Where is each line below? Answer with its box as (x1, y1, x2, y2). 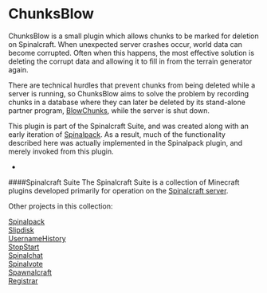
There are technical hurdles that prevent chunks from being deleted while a (8, 80, 256, 90)
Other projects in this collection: (8, 201, 113, 211)
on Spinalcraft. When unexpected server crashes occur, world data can (8, 39, 243, 49)
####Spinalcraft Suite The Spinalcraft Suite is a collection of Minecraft (8, 177, 240, 187)
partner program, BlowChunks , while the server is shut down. (8, 105, 210, 115)
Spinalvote (8, 259, 44, 268)
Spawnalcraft (8, 268, 52, 277)
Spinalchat (8, 250, 44, 260)
